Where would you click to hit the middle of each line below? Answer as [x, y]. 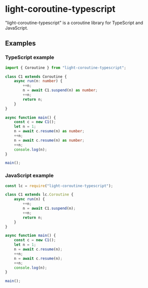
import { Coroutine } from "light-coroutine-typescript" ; [66, 67]
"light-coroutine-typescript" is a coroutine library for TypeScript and [74, 23]
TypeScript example [30, 58]
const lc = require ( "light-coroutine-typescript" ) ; [59, 186]
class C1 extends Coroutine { [36, 77]
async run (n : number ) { [38, 81]
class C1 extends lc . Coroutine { [39, 195]
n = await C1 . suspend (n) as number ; [60, 90]
